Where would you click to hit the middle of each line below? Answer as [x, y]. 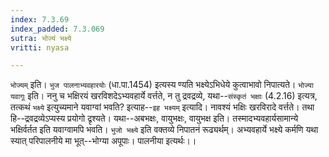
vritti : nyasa [40, 47]
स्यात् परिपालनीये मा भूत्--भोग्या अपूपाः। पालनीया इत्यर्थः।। [103, 141]
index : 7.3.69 [40, 19]
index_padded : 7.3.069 [57, 29]
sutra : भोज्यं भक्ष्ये [41, 38]
